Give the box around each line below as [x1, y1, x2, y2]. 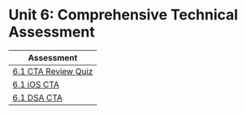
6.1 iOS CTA [12, 78, 59, 90]
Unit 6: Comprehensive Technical [8, 6, 239, 24]
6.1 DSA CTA [12, 91, 63, 103]
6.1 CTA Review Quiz [12, 65, 93, 77]
